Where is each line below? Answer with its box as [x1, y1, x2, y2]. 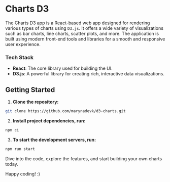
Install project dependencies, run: [12, 117, 86, 124]
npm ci [5, 127, 19, 132]
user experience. [5, 41, 41, 47]
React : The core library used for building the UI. [12, 65, 113, 71]
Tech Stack [5, 54, 34, 61]
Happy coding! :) [5, 170, 41, 177]
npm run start [5, 146, 36, 152]
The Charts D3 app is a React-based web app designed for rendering [5, 20, 150, 26]
